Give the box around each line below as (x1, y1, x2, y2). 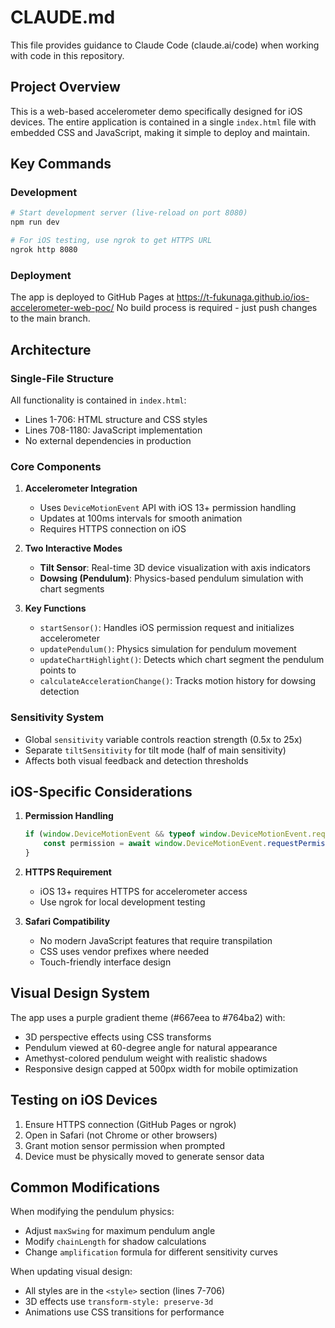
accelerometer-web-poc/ (10, 302, 115, 314)
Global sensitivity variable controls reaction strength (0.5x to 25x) (24, 733, 303, 745)
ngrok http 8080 (10, 245, 78, 255)
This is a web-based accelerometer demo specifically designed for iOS (10, 105, 303, 117)
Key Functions (24, 602, 87, 615)
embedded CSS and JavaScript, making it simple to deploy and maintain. (10, 126, 311, 138)
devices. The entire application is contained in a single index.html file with (10, 116, 317, 128)
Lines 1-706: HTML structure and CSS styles (24, 413, 208, 425)
